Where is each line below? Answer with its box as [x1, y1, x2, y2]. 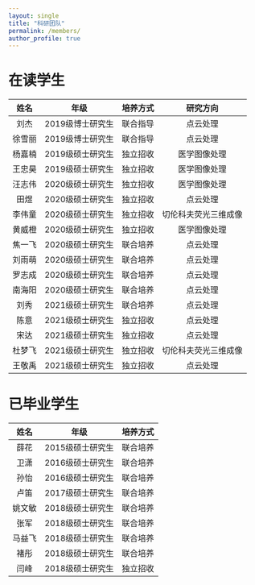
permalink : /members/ [8, 27, 81, 35]
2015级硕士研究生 [44, 442, 114, 454]
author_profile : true [8, 34, 81, 43]
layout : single [8, 11, 60, 20]
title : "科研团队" [8, 19, 66, 27]
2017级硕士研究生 [44, 487, 114, 499]
